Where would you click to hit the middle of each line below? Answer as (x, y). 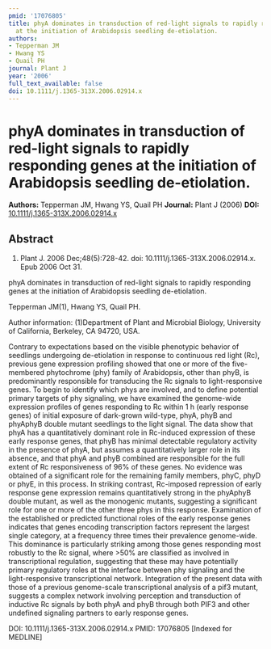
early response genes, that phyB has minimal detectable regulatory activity (133, 441)
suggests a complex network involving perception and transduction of (125, 596)
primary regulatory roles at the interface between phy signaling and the (127, 570)
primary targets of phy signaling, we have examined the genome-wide (125, 398)
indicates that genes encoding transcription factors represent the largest (129, 527)
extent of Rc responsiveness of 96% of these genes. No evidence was (125, 467)
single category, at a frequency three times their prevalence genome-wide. (133, 536)
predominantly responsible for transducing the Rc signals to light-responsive (135, 381)
